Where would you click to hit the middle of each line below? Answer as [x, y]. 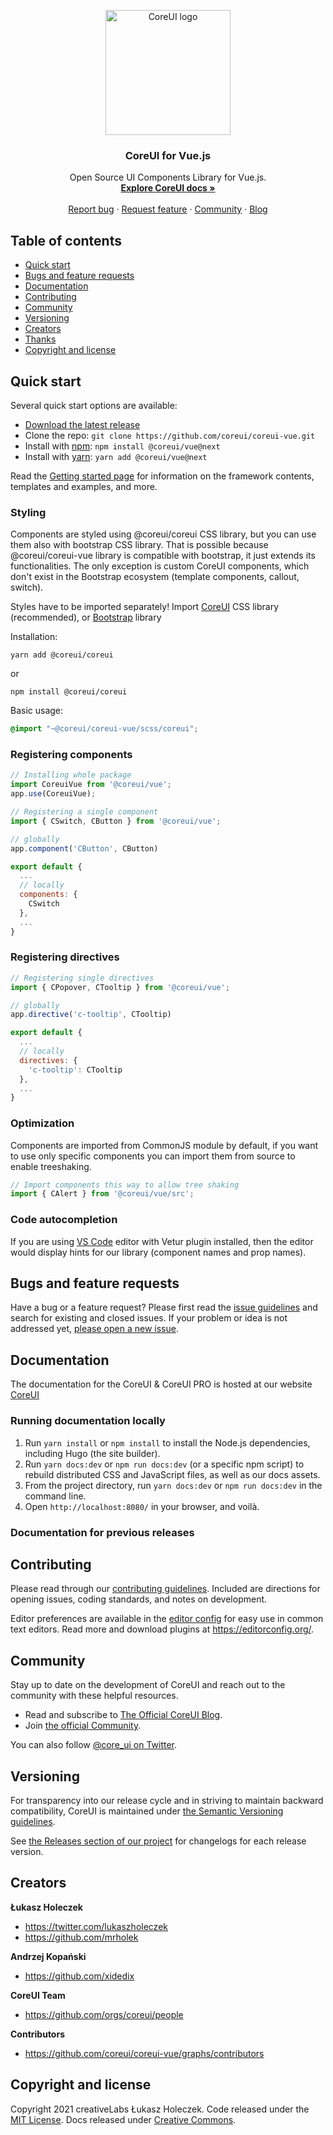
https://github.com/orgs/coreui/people [104, 2014]
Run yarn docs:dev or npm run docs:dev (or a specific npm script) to [164, 1464]
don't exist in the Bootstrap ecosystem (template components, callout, [155, 577]
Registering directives [65, 957]
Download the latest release [82, 424]
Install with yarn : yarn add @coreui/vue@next [116, 456]
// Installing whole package [71, 775]
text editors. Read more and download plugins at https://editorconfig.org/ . [162, 1629]
